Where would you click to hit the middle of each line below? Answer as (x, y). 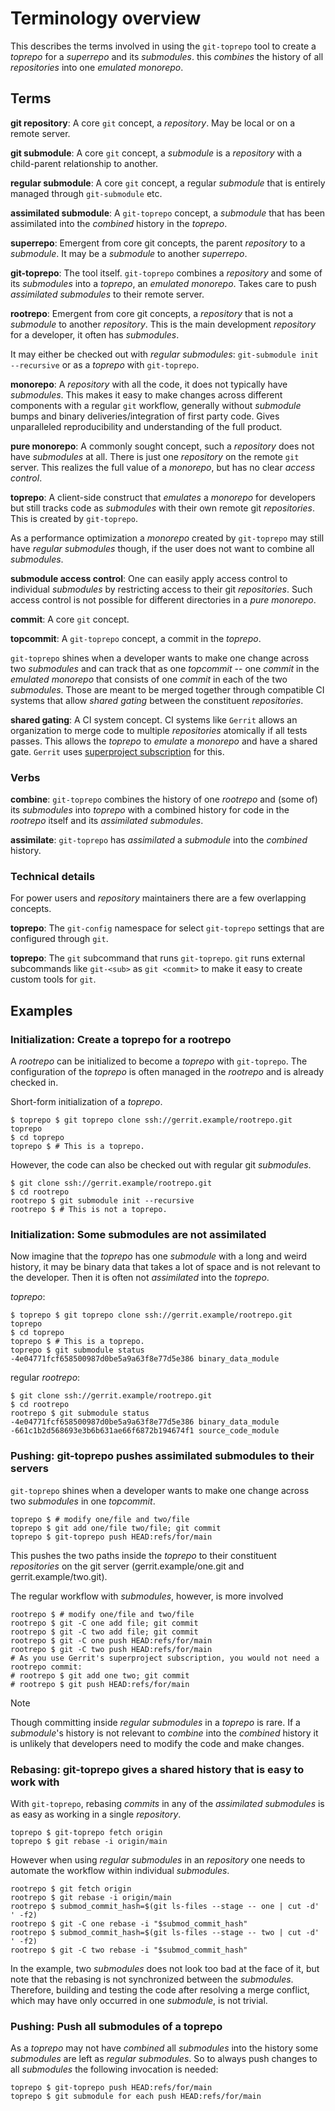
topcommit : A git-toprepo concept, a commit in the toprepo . (136, 638)
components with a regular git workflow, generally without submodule (156, 405)
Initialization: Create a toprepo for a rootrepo (121, 1039)
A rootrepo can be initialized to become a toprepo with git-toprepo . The (159, 1061)
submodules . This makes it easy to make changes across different (146, 394)
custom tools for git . (53, 979)
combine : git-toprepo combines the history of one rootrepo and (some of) (164, 799)
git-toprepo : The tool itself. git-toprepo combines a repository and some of (166, 273)
